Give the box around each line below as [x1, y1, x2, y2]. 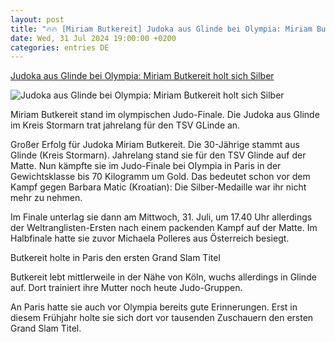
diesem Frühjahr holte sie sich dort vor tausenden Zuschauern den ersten [10, 312, 314, 324]
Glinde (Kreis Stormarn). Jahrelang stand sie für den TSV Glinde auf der [10, 149, 307, 161]
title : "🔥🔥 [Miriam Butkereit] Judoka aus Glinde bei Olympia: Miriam [10, 24, 313, 34]
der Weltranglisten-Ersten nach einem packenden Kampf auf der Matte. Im [10, 222, 318, 234]
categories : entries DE [10, 42, 110, 53]
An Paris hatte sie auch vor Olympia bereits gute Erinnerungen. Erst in [10, 301, 298, 313]
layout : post [10, 14, 65, 25]
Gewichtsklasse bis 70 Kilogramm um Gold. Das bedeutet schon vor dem [10, 171, 311, 183]
